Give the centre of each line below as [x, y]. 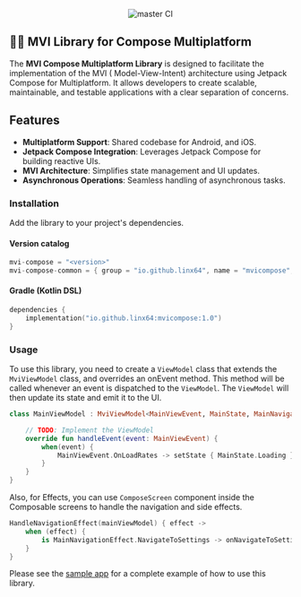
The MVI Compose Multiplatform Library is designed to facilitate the [137, 64]
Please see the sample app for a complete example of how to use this [138, 574]
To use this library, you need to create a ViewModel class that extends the [143, 369]
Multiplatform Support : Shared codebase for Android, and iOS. [139, 142]
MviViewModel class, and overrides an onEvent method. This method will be [147, 378]
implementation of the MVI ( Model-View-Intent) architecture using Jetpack [148, 73]
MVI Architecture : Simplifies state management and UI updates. [141, 170]
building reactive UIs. [61, 160]
